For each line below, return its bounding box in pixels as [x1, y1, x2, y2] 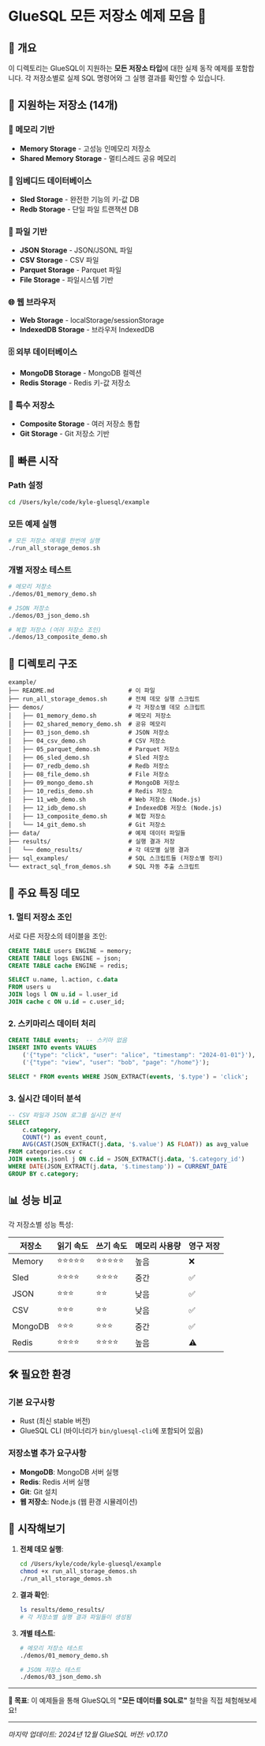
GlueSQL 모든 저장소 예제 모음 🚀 [8, 7, 207, 25]
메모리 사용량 [135, 1240, 181, 1251]
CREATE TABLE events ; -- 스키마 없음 [8, 1037, 128, 1045]
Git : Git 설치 [19, 1486, 58, 1496]
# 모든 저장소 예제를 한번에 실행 [8, 537, 100, 545]
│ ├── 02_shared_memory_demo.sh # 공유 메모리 [8, 720, 166, 728]
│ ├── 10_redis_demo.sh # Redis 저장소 [8, 787, 174, 795]
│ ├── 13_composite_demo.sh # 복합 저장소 [8, 813, 166, 821]
